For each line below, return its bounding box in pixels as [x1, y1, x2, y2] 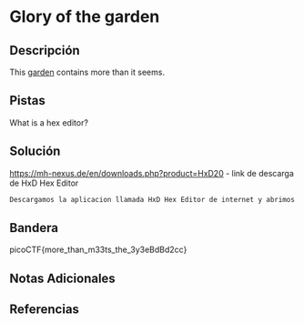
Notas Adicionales [9, 270, 116, 286]
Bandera [9, 220, 59, 236]
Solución [9, 144, 61, 159]
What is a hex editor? [9, 116, 89, 128]
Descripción [9, 43, 80, 58]
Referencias [9, 302, 80, 318]
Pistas [9, 93, 46, 108]
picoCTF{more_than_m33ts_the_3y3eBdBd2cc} [9, 244, 187, 256]
